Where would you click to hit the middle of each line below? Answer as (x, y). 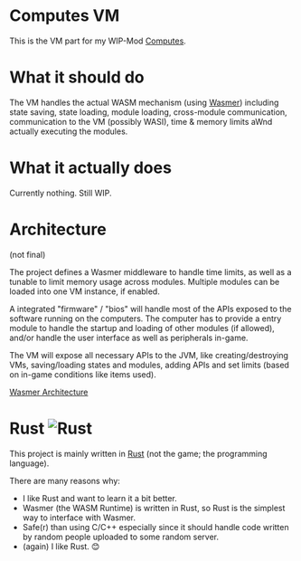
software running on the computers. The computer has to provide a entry (146, 319)
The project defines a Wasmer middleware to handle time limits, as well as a (150, 271)
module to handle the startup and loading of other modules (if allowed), (142, 328)
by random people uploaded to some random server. (121, 537)
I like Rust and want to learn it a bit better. (100, 498)
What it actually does (90, 168)
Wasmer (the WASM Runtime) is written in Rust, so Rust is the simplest (154, 508)
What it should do (77, 77)
